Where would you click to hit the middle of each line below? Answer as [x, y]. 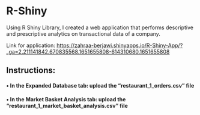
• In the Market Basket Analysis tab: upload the [66, 99]
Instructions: [31, 71]
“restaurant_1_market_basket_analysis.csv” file [67, 105]
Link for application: [31, 45]
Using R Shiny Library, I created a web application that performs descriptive [100, 27]
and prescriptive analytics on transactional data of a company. [83, 33]
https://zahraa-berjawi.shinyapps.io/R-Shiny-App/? [120, 45]
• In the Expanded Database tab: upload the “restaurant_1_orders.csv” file [100, 85]
